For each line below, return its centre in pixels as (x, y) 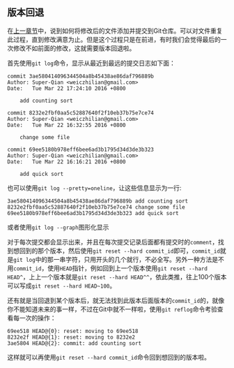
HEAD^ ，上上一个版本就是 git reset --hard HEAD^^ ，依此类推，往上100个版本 (117, 277)
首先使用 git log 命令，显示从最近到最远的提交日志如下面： (92, 63)
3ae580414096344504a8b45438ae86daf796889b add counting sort (98, 201)
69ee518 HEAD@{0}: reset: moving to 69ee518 (73, 331)
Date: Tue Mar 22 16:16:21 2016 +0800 (67, 162)
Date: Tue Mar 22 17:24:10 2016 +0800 (67, 88)
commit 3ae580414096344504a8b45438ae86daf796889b (81, 76)
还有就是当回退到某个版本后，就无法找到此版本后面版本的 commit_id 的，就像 (116, 300)
